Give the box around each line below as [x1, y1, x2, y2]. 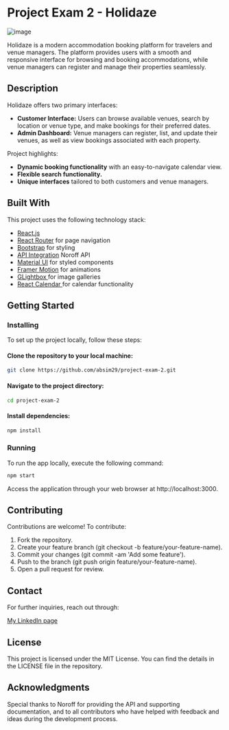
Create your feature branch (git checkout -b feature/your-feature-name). [16, 543, 223, 551]
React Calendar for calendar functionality [16, 280, 134, 288]
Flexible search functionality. [16, 170, 103, 178]
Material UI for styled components [16, 258, 114, 266]
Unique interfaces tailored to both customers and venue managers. [16, 177, 209, 185]
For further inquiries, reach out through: [7, 603, 119, 612]
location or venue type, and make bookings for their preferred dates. [16, 122, 211, 130]
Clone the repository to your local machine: [7, 352, 134, 360]
